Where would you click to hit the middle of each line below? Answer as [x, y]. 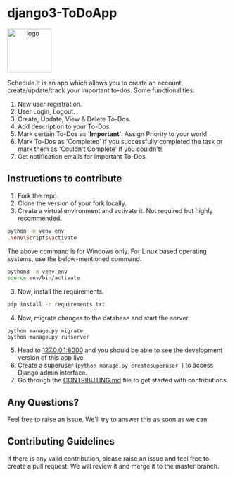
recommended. [39, 218]
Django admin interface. [52, 373]
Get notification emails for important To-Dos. [82, 156]
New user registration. [50, 104]
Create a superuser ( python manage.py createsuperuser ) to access [115, 366]
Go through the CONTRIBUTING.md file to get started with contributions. [123, 380]
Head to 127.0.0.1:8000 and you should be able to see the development [120, 350]
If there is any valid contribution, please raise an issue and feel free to [108, 458]
